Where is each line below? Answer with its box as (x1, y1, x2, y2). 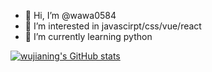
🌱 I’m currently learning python (24, 31, 153, 42)
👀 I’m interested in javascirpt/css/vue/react (24, 20, 202, 32)
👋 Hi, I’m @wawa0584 (24, 10, 117, 21)
